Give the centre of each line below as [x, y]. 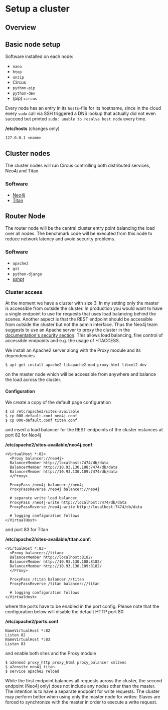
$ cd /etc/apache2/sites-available [42, 412]
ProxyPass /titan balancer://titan [47, 579]
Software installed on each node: [39, 56]
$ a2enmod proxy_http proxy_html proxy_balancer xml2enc [66, 663]
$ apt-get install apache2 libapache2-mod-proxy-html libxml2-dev [76, 365]
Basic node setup [33, 44]
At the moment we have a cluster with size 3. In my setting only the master [82, 303]
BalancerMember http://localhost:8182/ [51, 557]
